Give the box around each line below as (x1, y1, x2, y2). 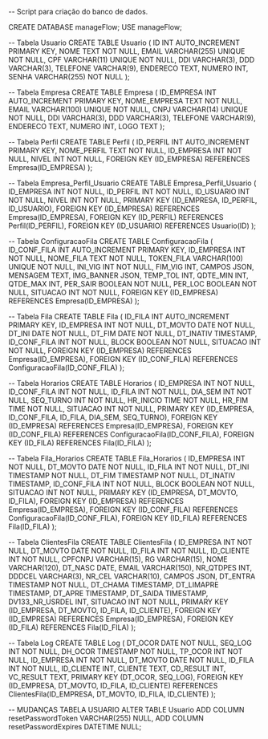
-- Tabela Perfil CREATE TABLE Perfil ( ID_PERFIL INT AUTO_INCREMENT (8, 137, 250, 147)
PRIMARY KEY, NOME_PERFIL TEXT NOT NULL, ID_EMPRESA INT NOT (8, 146, 242, 155)
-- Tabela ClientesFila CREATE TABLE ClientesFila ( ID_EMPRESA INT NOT (8, 538, 253, 546)
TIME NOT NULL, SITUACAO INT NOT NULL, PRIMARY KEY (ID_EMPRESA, (8, 404, 254, 413)
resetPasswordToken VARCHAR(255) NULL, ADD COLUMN (8, 713, 205, 723)
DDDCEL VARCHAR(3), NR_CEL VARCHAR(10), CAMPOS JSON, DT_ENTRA (8, 571, 256, 581)
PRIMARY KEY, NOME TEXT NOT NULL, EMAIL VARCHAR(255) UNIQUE (8, 47, 246, 55)
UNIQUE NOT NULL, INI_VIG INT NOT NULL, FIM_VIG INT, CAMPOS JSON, (8, 262, 254, 271)
